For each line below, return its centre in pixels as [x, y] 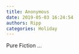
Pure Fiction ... [24, 46]
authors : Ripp [24, 23]
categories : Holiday [32, 28]
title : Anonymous [28, 12]
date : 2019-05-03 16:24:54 [40, 17]
